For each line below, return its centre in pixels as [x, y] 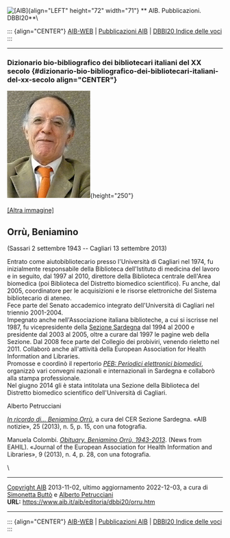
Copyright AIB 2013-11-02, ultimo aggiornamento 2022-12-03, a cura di [107, 487]
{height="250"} [112, 196]
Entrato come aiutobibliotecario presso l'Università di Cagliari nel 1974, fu [110, 262]
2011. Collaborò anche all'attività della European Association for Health [107, 349]
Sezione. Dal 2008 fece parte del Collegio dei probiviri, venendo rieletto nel [113, 342]
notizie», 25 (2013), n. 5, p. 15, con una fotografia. [77, 427]
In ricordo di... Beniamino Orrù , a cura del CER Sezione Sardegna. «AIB [107, 419]
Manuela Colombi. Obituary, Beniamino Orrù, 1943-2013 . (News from [104, 440]
